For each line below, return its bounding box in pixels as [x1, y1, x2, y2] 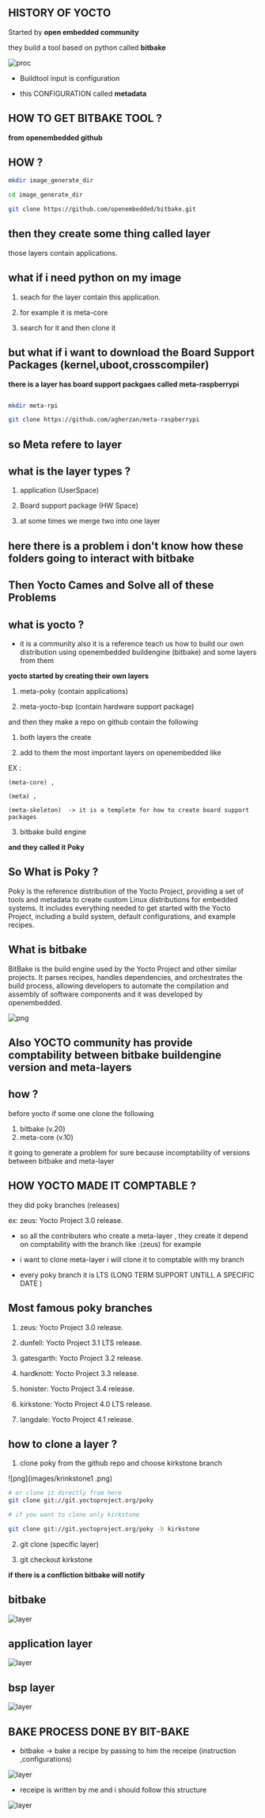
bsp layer [8, 1681, 55, 1694]
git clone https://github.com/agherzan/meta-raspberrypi [8, 416, 200, 424]
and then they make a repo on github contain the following [8, 717, 199, 727]
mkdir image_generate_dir [8, 177, 93, 185]
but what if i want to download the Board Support [8, 346, 255, 360]
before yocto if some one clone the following [8, 1108, 154, 1118]
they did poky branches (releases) [8, 1200, 120, 1210]
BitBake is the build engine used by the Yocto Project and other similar [8, 964, 237, 974]
